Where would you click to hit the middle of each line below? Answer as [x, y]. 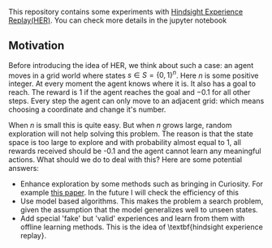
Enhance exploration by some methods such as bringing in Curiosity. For [142, 184]
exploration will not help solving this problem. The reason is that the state [131, 134]
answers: [24, 169]
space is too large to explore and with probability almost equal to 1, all [125, 143]
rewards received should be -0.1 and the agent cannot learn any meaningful [135, 151]
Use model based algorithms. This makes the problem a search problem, [142, 201]
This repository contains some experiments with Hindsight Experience [126, 12]
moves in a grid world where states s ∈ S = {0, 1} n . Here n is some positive [134, 75]
